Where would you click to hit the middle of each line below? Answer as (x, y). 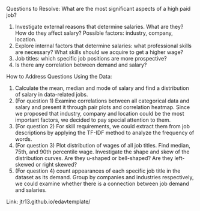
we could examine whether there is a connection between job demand (102, 183)
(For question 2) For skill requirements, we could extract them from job (102, 126)
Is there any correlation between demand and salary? (81, 65)
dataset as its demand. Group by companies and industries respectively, (104, 177)
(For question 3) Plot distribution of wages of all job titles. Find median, (103, 145)
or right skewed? (56, 165)
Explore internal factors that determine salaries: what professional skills (103, 46)
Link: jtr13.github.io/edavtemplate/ (48, 201)
